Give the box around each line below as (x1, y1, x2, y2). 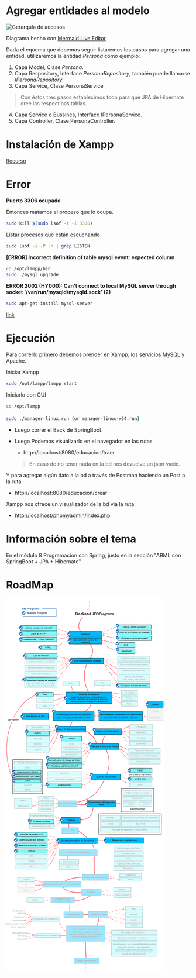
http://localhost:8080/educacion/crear (14, 489, 108, 496)
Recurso (6, 157, 26, 164)
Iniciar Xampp (6, 369, 39, 376)
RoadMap (6, 578, 54, 591)
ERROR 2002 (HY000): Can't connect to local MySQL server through (6, 283, 177, 290)
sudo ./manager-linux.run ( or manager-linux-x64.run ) (6, 415, 140, 422)
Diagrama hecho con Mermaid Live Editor (6, 35, 106, 42)
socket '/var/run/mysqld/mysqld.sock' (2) (6, 288, 111, 296)
